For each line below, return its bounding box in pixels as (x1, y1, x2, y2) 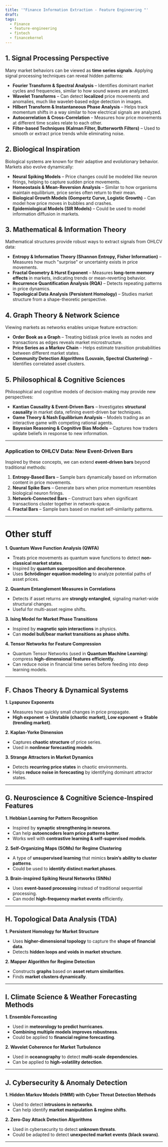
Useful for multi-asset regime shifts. (12, 606, 86, 612)
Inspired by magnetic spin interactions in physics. (12, 626, 117, 632)
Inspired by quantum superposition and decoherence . (12, 566, 126, 572)
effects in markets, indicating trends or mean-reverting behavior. (12, 275, 146, 281)
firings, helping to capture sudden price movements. (12, 179, 121, 185)
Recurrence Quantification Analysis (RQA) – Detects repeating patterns (12, 280, 162, 286)
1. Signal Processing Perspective (5, 54, 109, 63)
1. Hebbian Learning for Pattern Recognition (5, 815, 98, 821)
